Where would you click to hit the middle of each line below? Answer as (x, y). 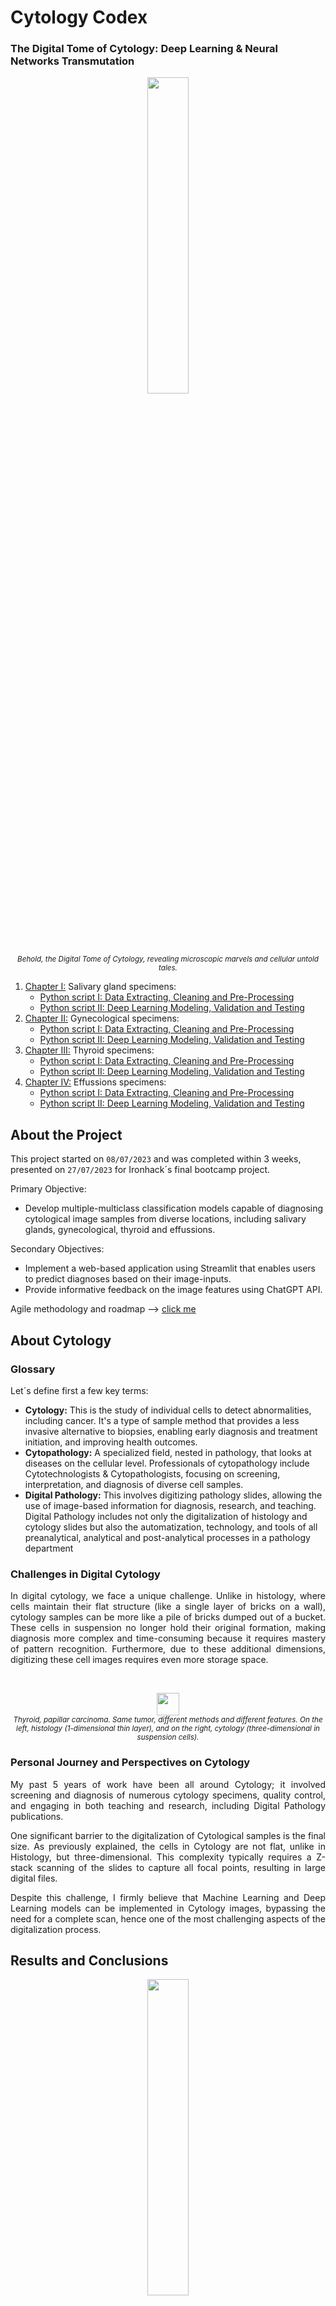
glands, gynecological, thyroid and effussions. (120, 1230)
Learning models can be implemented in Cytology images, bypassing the (168, 1908)
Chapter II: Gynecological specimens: (102, 1018)
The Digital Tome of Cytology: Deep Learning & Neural (144, 49)
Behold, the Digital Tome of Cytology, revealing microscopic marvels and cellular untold (168, 959)
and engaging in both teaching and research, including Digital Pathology (168, 1805)
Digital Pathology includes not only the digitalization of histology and (166, 1516)
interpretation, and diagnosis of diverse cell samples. (134, 1484)
